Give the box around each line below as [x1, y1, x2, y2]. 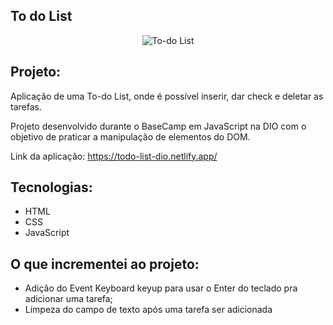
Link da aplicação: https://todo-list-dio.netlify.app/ [10, 150, 218, 162]
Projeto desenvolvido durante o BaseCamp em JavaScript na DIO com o [10, 120, 307, 132]
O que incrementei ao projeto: [10, 255, 200, 273]
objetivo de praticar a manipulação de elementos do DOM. [10, 130, 251, 143]
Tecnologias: [10, 179, 93, 196]
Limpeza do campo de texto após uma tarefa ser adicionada [24, 304, 273, 316]
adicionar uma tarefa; [24, 293, 113, 305]
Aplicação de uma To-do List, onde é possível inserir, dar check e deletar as [10, 90, 324, 102]
